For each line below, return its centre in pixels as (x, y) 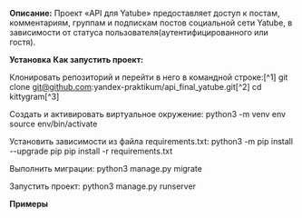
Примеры (29, 204)
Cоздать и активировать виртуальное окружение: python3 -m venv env (148, 114)
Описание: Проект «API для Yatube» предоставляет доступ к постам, (145, 13)
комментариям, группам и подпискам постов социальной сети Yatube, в (151, 23)
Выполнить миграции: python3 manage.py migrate (106, 168)
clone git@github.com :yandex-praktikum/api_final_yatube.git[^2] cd (136, 87)
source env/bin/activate (54, 124)
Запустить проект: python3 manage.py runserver (103, 186)
